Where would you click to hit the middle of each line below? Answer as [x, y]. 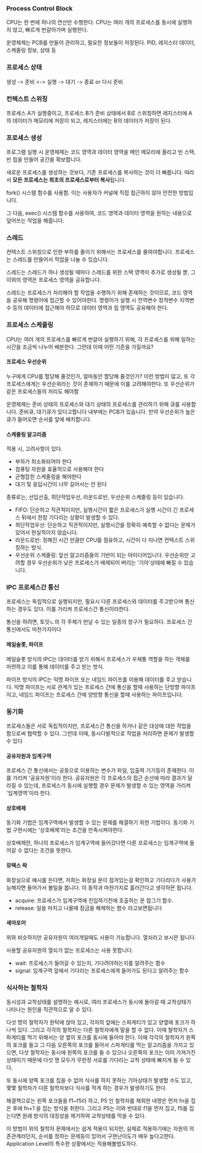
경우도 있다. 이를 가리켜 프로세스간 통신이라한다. [74, 609]
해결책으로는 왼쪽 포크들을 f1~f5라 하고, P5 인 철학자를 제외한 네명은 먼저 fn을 [98, 1101]
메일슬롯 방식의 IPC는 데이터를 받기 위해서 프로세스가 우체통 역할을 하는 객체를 [98, 659]
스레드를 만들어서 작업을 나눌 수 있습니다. [61, 259]
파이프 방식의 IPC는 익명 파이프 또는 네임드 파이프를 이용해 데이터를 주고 [91, 679]
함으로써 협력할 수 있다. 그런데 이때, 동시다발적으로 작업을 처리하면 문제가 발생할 [100, 733]
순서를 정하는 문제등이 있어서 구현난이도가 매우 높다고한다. [107, 1136]
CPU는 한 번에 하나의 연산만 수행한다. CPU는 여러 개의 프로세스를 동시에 [91, 22]
